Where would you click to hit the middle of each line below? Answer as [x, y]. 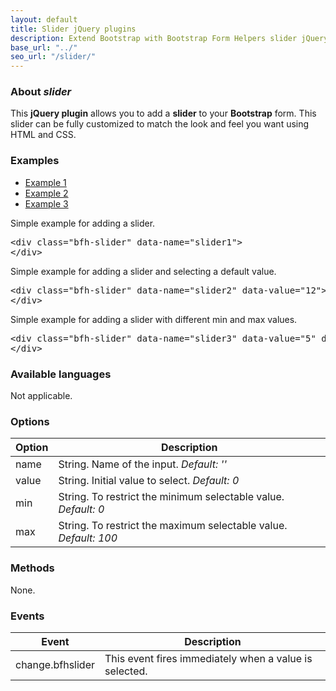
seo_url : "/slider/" [53, 57]
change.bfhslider [55, 664]
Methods [32, 568]
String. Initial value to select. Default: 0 [149, 481]
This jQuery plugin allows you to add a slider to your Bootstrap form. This [163, 113]
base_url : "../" [44, 47]
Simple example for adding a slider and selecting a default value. [143, 271]
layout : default [44, 19]
